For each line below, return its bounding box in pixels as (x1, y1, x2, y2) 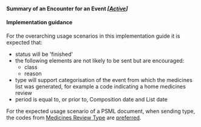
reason (24, 70, 42, 77)
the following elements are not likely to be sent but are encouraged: (15, 57, 185, 64)
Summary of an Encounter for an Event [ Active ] (6, 5, 129, 12)
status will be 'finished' (15, 50, 73, 58)
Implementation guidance (6, 19, 73, 26)
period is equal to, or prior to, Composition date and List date (15, 95, 168, 103)
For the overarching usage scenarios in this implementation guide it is (6, 32, 180, 39)
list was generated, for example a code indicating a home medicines (15, 83, 186, 90)
